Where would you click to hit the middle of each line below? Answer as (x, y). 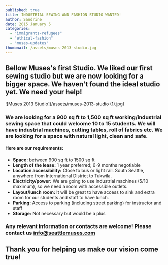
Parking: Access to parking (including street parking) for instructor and (87, 203)
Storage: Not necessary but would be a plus (59, 213)
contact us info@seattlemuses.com (50, 233)
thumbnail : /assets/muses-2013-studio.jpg (51, 48)
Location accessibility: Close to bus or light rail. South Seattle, (78, 170)
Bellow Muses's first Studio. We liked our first (79, 68)
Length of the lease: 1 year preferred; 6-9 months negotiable (76, 165)
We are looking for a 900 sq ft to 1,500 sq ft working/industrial (83, 117)
